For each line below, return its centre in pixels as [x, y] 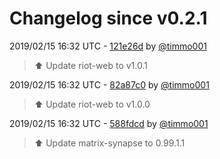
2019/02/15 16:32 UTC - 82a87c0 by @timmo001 [109, 84]
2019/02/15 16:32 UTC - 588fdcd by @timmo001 [109, 123]
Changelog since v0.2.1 [108, 18]
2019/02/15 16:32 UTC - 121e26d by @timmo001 [108, 46]
